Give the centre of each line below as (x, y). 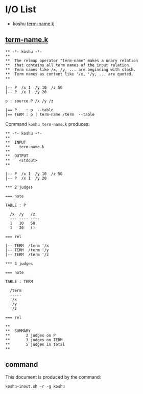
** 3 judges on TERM (34, 340)
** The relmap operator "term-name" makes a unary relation (72, 61)
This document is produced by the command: (53, 377)
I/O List (21, 9)
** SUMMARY (18, 331)
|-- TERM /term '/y (27, 250)
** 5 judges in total (35, 344)
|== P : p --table (29, 110)
